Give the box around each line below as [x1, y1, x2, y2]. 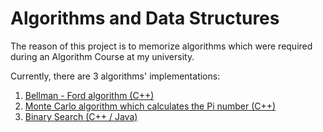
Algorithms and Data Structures [10, 7, 280, 30]
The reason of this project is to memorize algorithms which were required [10, 40, 313, 52]
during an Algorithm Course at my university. [10, 50, 195, 62]
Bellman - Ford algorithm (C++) [24, 89, 155, 101]
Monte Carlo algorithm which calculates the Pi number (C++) [24, 100, 277, 112]
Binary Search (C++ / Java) [24, 110, 138, 122]
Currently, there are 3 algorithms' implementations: [10, 70, 221, 82]
